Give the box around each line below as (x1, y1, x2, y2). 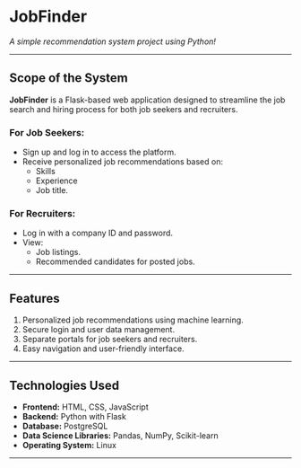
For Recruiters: (9, 207, 76, 219)
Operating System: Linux (21, 439, 116, 450)
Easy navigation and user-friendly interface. (21, 343, 185, 354)
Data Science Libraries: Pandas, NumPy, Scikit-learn (21, 429, 219, 441)
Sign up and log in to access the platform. (21, 146, 176, 158)
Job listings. (35, 247, 81, 258)
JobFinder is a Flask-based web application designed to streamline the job (9, 94, 286, 105)
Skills (35, 166, 56, 177)
